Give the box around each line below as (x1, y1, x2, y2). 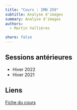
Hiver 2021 (12, 72, 35, 78)
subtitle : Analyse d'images (5, 12, 64, 17)
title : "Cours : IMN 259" (5, 7, 59, 12)
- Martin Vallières (9, 26, 50, 31)
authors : (5, 21, 23, 26)
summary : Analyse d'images (5, 16, 61, 21)
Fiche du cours (5, 99, 36, 105)
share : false (5, 35, 32, 40)
